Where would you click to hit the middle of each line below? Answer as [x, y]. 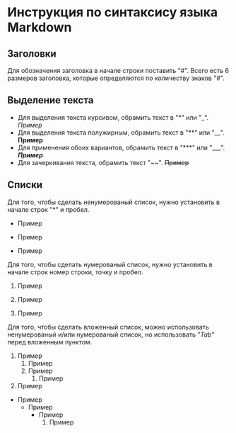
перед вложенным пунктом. [50, 342]
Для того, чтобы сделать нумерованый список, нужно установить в [110, 264]
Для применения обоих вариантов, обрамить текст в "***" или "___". [121, 147]
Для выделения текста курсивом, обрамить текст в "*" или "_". [113, 117]
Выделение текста [51, 100]
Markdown [40, 27]
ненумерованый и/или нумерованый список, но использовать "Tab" [111, 334]
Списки [25, 185]
